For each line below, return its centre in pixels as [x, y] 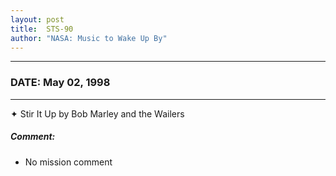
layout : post [37, 19]
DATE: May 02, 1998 [60, 83]
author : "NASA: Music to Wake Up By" [89, 38]
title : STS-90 [42, 29]
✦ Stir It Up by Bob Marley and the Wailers [97, 113]
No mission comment [68, 162]
